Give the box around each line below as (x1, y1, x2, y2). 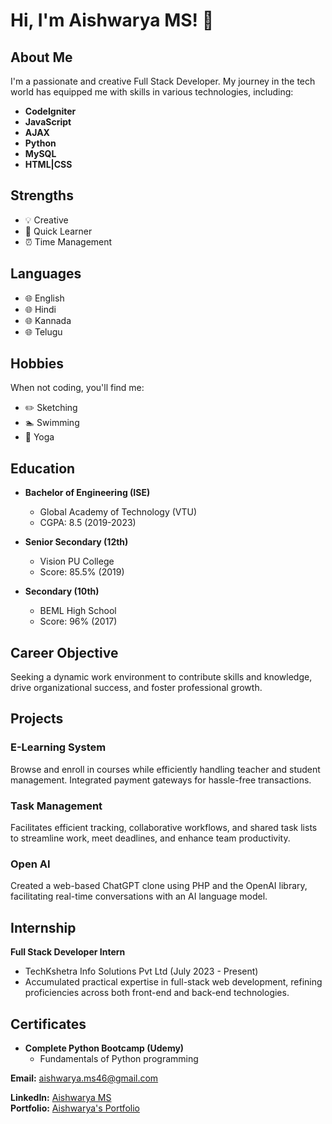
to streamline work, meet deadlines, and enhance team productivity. (10, 832, 291, 844)
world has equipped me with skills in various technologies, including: (10, 86, 294, 98)
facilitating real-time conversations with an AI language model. (10, 890, 268, 903)
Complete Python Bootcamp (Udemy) (24, 1042, 185, 1054)
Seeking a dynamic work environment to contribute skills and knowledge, (10, 671, 313, 683)
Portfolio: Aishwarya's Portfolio (10, 1102, 140, 1114)
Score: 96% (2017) (39, 615, 118, 628)
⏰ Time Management (24, 235, 113, 248)
